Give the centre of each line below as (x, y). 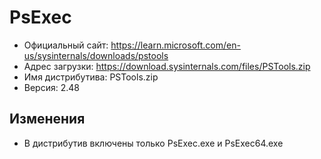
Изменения (47, 119)
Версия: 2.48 (51, 87)
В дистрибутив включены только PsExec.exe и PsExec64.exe (153, 143)
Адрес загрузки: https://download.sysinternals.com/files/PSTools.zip (167, 66)
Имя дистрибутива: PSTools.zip (91, 77)
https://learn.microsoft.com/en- (175, 45)
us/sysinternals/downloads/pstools (96, 55)
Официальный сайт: (66, 45)
